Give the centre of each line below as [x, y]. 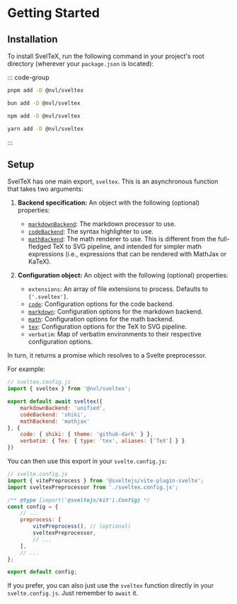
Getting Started [54, 13]
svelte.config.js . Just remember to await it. [73, 593]
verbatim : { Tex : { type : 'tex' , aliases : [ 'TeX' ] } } [103, 441]
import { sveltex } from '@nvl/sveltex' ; [69, 389]
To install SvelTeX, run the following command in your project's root [106, 56]
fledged [40, 246]
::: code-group [28, 77]
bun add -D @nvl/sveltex [44, 103]
